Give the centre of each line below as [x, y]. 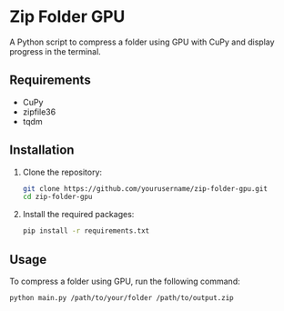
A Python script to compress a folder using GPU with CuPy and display [142, 42]
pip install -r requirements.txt [86, 231]
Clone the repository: [62, 172]
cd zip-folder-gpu [57, 197]
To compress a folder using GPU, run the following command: [125, 281]
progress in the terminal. [56, 51]
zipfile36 [39, 112]
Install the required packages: [78, 215]
